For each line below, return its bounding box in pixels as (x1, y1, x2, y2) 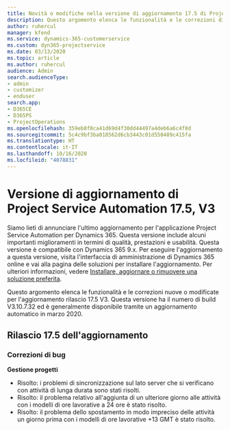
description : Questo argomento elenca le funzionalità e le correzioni (7, 16, 216, 23)
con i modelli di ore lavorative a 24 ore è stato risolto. (16, 401, 167, 409)
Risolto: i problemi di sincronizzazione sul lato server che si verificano (16, 379, 214, 387)
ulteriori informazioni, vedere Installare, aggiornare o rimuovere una (7, 267, 198, 275)
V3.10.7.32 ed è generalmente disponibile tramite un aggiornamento (7, 302, 197, 311)
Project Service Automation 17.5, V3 (7, 200, 216, 216)
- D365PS (7, 112, 32, 119)
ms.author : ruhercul (7, 61, 66, 68)
